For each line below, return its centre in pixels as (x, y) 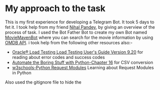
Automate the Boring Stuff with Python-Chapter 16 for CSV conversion (82, 62)
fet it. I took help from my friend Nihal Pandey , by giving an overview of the (80, 27)
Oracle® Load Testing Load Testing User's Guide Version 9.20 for (78, 52)
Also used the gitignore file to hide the (43, 82)
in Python (22, 72)
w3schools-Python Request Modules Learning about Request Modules (83, 67)
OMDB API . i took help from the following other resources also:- (69, 42)
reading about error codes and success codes (58, 57)
